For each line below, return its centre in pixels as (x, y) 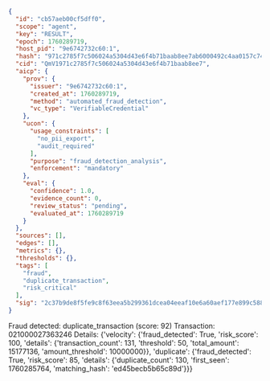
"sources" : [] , (41, 236)
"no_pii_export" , (66, 138)
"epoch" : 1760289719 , (52, 41)
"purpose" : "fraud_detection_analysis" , (98, 161)
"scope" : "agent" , (47, 27)
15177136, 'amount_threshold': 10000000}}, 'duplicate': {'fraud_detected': (130, 351)
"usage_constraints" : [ (70, 131)
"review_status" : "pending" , (78, 206)
